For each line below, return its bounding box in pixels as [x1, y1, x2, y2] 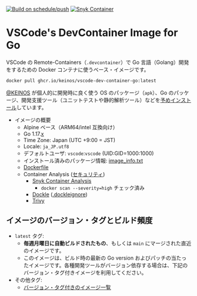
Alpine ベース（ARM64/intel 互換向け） [23, 123, 118, 130]
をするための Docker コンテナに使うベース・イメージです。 [6, 66, 149, 73]
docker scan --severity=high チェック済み [41, 184, 145, 191]
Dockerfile [23, 163, 49, 170]
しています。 [16, 103, 47, 111]
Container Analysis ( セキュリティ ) [23, 170, 105, 177]
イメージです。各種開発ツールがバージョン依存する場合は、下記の [28, 261, 188, 268]
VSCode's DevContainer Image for [6, 26, 178, 39]
